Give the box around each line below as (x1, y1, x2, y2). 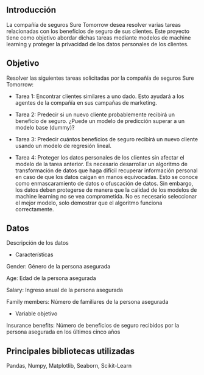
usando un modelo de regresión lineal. (15, 142, 111, 149)
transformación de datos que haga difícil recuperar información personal (15, 167, 198, 174)
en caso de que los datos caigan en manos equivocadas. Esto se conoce (15, 173, 199, 180)
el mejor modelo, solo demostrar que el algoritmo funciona (15, 199, 163, 206)
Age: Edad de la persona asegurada (6, 275, 96, 282)
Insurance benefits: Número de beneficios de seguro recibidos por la (6, 322, 180, 329)
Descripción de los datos (6, 239, 69, 247)
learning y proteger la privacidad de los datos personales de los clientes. (6, 40, 189, 47)
